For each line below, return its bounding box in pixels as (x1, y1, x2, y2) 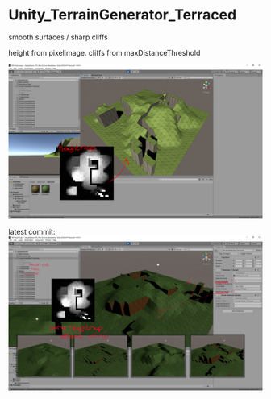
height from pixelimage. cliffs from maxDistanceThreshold (8, 48, 201, 57)
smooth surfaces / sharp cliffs (8, 32, 108, 42)
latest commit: (8, 227, 56, 237)
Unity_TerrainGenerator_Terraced (8, 6, 237, 24)
